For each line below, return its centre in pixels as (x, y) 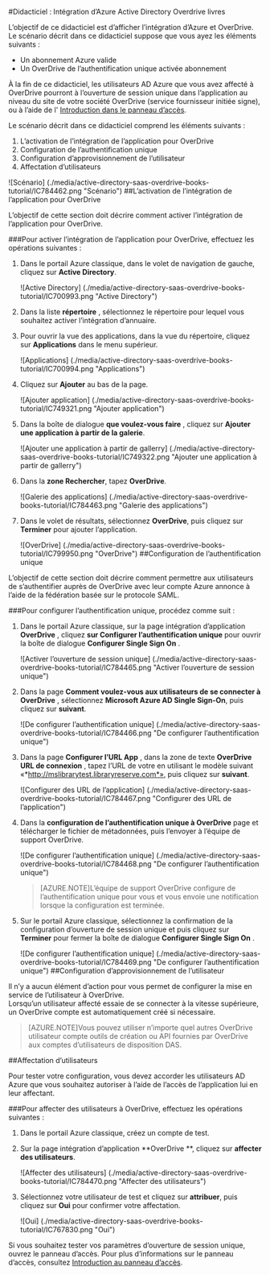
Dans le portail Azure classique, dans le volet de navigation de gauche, (137, 264)
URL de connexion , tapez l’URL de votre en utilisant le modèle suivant (137, 766)
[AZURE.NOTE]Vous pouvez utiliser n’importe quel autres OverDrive (140, 1028)
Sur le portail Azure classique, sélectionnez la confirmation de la (126, 921)
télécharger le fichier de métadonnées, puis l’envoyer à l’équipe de (130, 831)
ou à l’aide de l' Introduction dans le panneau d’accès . (98, 110)
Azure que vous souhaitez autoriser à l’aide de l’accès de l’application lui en (133, 1084)
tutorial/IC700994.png (57, 369)
